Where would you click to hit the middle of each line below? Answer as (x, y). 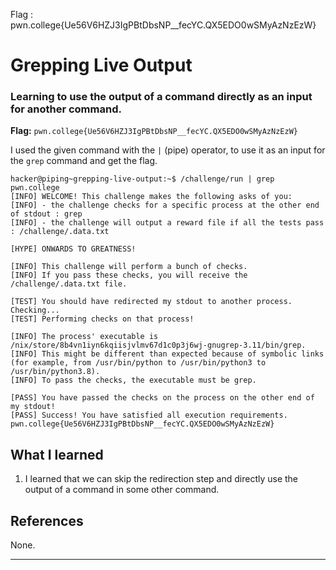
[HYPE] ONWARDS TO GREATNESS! (73, 249)
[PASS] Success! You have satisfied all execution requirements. (149, 415)
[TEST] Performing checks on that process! (102, 319)
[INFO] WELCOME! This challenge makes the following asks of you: (151, 197)
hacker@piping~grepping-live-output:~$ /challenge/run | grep (142, 179)
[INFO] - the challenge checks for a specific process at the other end (165, 205)
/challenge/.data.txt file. (69, 284)
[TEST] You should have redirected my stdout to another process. (151, 302)
